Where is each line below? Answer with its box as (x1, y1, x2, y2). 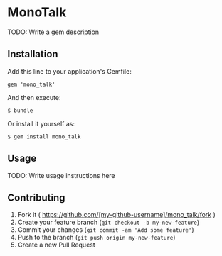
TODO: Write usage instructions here (7, 171, 115, 179)
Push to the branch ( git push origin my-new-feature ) (17, 233, 176, 242)
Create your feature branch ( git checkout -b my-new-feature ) (17, 218, 200, 227)
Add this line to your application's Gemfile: (7, 67, 132, 75)
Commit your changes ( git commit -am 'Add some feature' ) (17, 226, 194, 234)
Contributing (7, 191, 65, 204)
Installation (7, 48, 58, 60)
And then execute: (7, 93, 61, 101)
